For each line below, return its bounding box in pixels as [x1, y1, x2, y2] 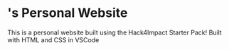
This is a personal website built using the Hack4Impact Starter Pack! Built [7, 28, 222, 37]
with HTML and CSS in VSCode [7, 35, 100, 44]
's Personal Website [7, 5, 128, 21]
